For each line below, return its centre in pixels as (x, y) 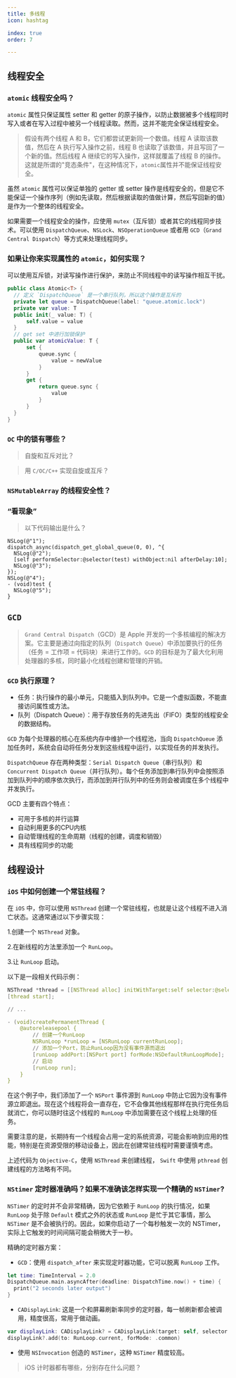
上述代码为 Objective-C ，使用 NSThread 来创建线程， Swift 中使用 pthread (113, 1160)
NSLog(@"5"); (33, 591)
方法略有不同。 (53, 1169)
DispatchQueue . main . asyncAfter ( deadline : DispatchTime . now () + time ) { (114, 1282)
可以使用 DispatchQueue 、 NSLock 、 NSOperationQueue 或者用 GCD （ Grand (120, 230)
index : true (25, 33)
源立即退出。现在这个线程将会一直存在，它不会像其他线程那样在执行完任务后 (118, 1104)
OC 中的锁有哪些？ (37, 439)
